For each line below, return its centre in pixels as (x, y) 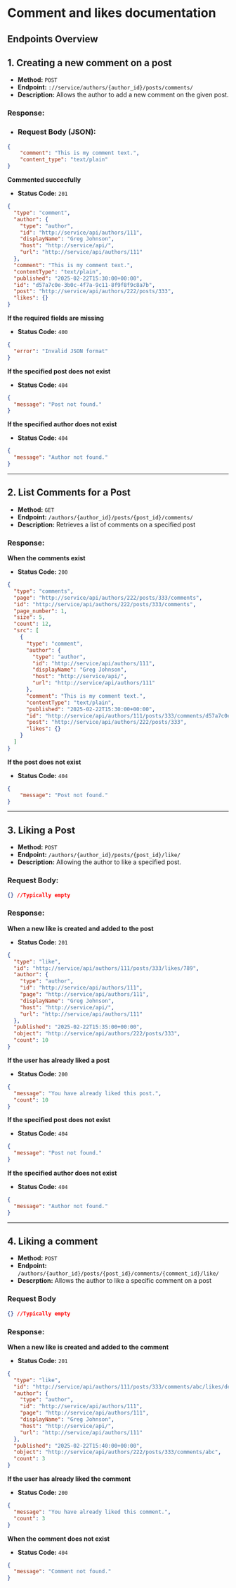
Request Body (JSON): (57, 132)
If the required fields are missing (55, 318)
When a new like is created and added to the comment (88, 1347)
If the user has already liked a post (59, 1060)
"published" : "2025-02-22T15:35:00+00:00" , (78, 1027)
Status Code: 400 (42, 332)
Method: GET (36, 510)
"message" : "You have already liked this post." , (87, 1093)
